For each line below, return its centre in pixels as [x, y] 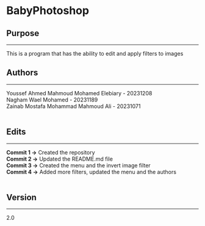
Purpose [23, 33]
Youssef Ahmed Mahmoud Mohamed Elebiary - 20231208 [79, 93]
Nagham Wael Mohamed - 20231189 [52, 100]
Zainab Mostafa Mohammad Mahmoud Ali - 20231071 [74, 106]
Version [21, 198]
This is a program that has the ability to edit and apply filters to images [95, 53]
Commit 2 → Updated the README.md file [59, 159]
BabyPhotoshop [48, 11]
